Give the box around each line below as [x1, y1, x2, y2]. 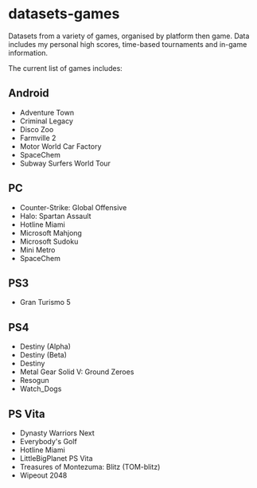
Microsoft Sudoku [19, 236, 79, 246]
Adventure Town [19, 107, 74, 117]
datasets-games [8, 5, 120, 23]
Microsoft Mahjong [19, 228, 82, 237]
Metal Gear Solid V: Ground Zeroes [19, 367, 134, 377]
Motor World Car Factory [19, 141, 102, 151]
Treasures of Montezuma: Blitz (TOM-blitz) [19, 463, 161, 471]
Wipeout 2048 [19, 470, 68, 480]
